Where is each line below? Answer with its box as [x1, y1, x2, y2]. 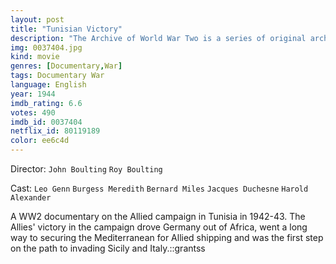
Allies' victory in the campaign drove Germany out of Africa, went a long [10, 221, 308, 233]
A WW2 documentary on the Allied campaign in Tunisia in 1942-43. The [10, 211, 306, 222]
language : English [10, 80, 87, 90]
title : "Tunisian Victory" [10, 24, 123, 34]
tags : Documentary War [10, 71, 105, 81]
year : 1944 [10, 89, 56, 99]
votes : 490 [10, 107, 56, 118]
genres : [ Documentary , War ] [10, 61, 123, 71]
